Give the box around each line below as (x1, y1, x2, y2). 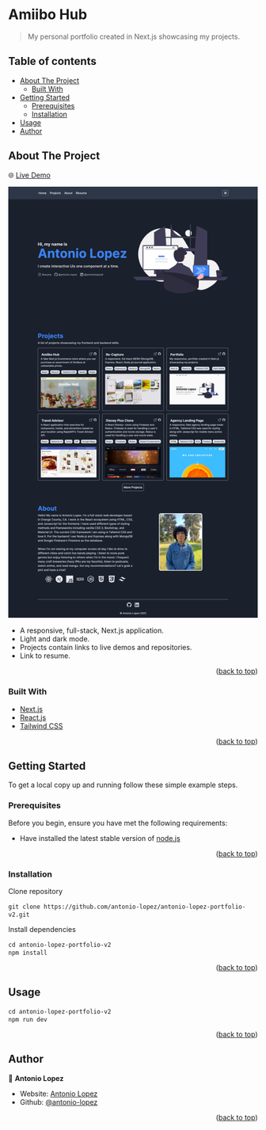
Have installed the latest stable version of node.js (19, 833, 180, 843)
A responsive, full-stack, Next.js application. (19, 626, 165, 635)
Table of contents (8, 55, 97, 68)
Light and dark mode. (19, 634, 90, 644)
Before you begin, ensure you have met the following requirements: (8, 818, 228, 828)
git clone (8, 903, 41, 911)
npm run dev (8, 1015, 47, 1023)
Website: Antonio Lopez (19, 1089, 98, 1098)
